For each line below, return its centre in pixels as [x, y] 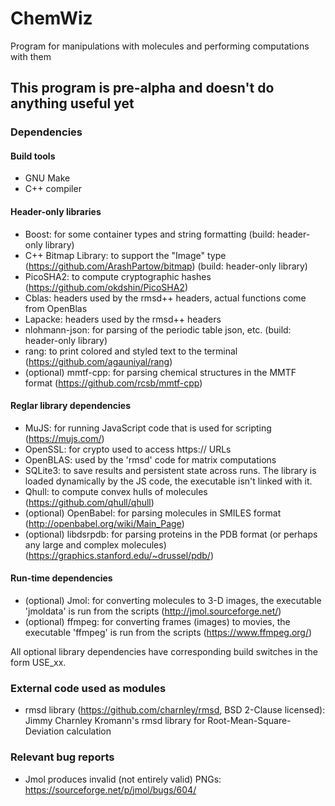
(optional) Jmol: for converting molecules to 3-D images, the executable [173, 601]
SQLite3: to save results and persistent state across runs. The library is [170, 470]
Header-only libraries [56, 212]
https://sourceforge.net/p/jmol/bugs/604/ [110, 789]
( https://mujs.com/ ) [64, 438]
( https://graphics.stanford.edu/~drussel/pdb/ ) [119, 555]
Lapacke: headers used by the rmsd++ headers [123, 319]
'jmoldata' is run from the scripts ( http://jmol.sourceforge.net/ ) [153, 611]
